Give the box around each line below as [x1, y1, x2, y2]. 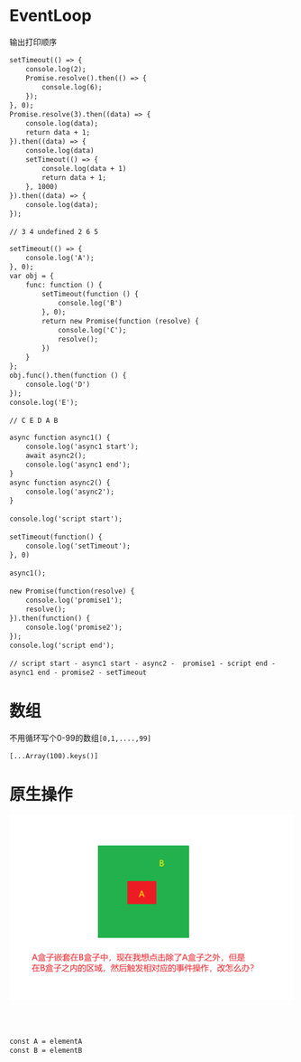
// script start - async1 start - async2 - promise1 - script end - [9, 659, 277, 668]
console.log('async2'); [25, 487, 115, 496]
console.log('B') [57, 298, 123, 307]
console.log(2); [25, 64, 87, 73]
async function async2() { [9, 478, 111, 487]
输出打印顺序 [9, 36, 57, 47]
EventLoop [9, 5, 92, 26]
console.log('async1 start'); [25, 442, 140, 451]
